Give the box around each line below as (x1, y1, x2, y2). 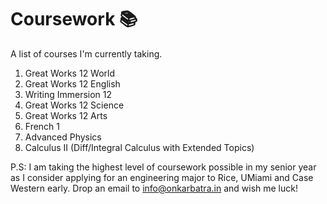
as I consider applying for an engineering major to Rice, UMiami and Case (10, 171, 314, 183)
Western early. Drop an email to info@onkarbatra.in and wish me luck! (10, 182, 298, 194)
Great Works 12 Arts (24, 109, 108, 121)
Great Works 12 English (24, 77, 121, 90)
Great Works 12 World (24, 67, 116, 79)
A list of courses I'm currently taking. (10, 47, 163, 60)
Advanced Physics (24, 131, 102, 143)
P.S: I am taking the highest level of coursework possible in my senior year (10, 161, 317, 173)
